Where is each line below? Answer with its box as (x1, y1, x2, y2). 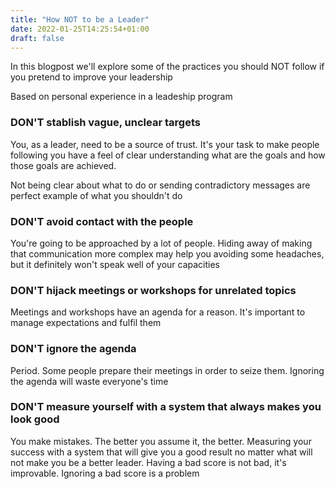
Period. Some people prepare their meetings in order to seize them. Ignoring (10, 364, 325, 376)
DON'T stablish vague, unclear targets (10, 116, 201, 130)
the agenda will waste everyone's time (10, 375, 169, 387)
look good (10, 412, 60, 426)
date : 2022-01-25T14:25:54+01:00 (10, 24, 150, 34)
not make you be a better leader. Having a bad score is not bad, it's (10, 456, 287, 468)
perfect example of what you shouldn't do (10, 189, 183, 201)
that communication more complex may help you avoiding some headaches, (10, 247, 325, 260)
